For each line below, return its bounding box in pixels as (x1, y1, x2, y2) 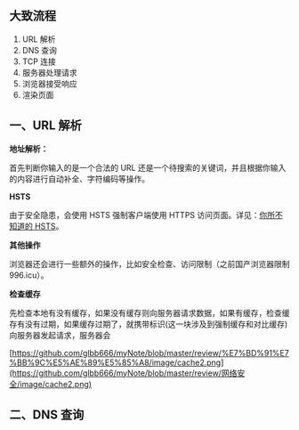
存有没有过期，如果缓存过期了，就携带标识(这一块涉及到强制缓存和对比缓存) (9, 319, 288, 329)
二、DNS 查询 (9, 408, 85, 423)
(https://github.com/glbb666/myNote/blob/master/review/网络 (9, 368, 238, 378)
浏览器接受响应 (21, 78, 77, 89)
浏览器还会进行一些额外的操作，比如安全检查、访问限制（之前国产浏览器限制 (9, 258, 290, 269)
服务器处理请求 (21, 67, 77, 77)
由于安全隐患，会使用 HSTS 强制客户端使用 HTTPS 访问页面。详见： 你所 (9, 209, 276, 220)
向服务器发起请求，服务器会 (9, 329, 111, 340)
